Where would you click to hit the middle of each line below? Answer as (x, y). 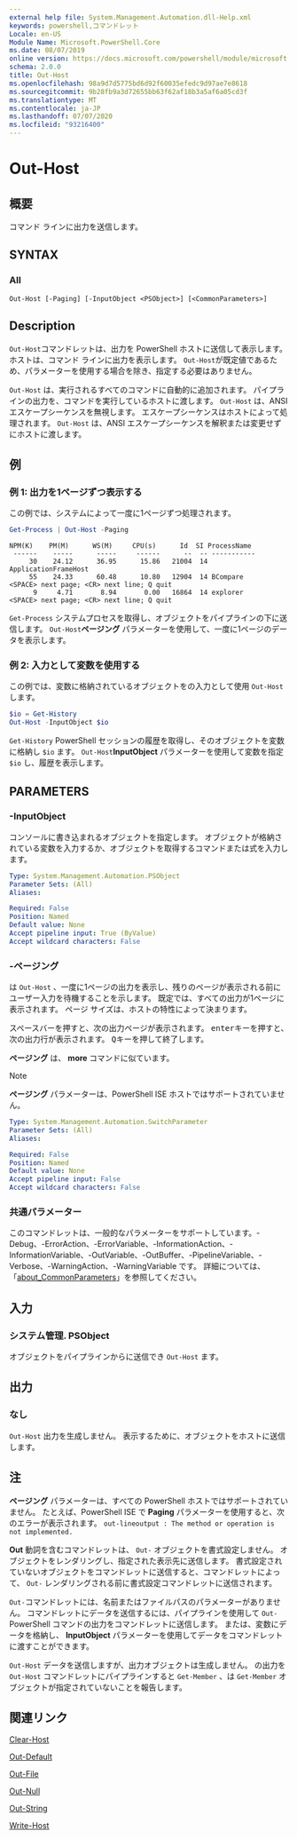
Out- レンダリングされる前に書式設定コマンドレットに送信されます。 (152, 1582)
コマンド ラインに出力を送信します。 (76, 226)
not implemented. (41, 1532)
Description (42, 326)
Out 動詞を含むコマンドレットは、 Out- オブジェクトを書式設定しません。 (144, 1550)
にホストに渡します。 (48, 434)
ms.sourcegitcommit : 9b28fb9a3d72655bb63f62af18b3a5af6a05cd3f (129, 91)
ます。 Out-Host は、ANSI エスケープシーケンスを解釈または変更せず (157, 423)
